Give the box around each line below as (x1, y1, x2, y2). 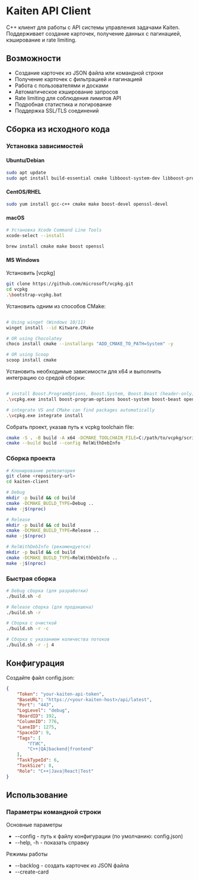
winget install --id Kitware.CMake (6, 325, 94, 331)
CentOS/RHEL (6, 188, 41, 195)
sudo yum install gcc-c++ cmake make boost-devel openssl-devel (6, 201, 168, 207)
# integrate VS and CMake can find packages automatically (6, 407, 155, 413)
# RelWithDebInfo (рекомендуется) (6, 544, 92, 550)
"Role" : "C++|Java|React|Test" (17, 768, 94, 774)
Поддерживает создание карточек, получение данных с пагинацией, (6, 30, 182, 37)
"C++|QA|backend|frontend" (27, 746, 94, 752)
